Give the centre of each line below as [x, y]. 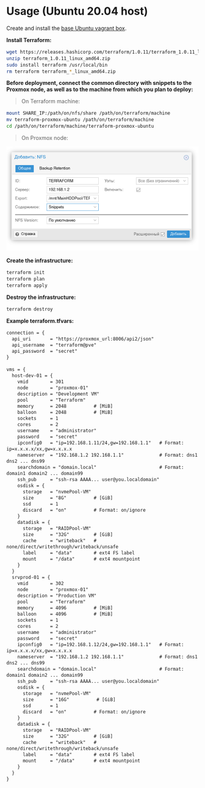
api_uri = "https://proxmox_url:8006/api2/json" [83, 339]
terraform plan [26, 279]
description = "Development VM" [58, 394]
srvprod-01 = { [31, 577]
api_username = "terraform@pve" [54, 345]
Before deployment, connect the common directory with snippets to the [99, 83]
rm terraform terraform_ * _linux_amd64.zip [61, 72]
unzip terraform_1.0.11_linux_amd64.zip [59, 58]
